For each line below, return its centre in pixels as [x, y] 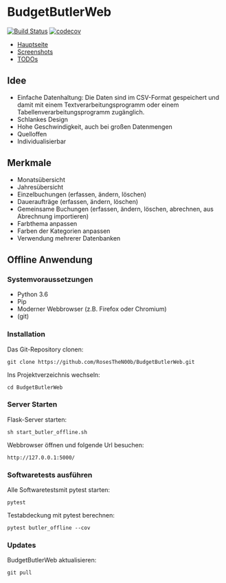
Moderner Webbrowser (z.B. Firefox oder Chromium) [92, 309]
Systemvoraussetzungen [50, 279]
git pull [20, 573]
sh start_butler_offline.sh [47, 432]
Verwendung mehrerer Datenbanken [69, 238]
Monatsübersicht [41, 179]
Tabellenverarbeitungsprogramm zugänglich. [81, 112]
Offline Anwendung [50, 259]
